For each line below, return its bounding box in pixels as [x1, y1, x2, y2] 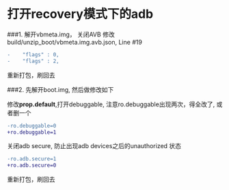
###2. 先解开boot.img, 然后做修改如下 [7, 85, 114, 93]
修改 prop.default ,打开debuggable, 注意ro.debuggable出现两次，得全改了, [7, 100, 215, 108]
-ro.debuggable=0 [7, 122, 57, 129]
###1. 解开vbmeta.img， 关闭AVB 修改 [7, 30, 115, 38]
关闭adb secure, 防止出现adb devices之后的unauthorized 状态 [7, 142, 182, 150]
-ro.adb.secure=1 [7, 156, 57, 163]
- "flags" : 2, [7, 58, 59, 64]
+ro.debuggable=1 [7, 128, 57, 136]
